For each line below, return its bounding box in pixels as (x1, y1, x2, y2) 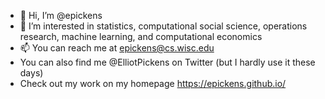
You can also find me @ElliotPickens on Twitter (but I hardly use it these (19, 56, 316, 68)
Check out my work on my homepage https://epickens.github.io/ (19, 78, 287, 89)
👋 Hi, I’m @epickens (19, 10, 103, 21)
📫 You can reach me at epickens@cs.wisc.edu (19, 42, 215, 54)
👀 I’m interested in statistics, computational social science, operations (19, 20, 308, 32)
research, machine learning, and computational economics (19, 31, 263, 42)
